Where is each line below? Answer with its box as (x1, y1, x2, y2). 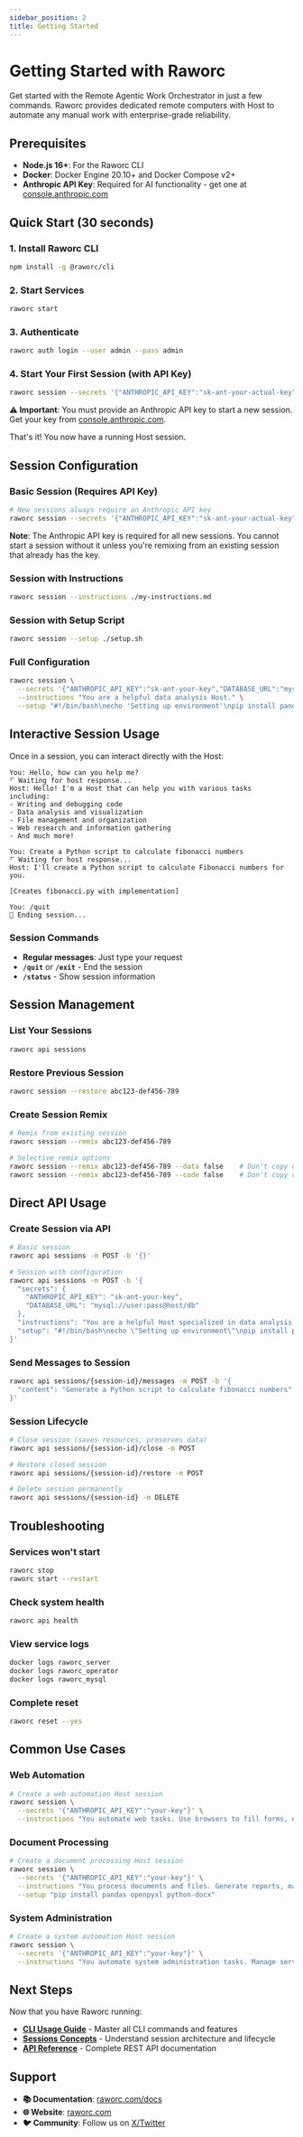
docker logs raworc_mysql (9, 1674, 106, 1684)
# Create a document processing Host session (9, 1857, 183, 1866)
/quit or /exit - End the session (22, 962, 142, 973)
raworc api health (9, 1615, 78, 1625)
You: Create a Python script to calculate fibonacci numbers (9, 847, 244, 856)
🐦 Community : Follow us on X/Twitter (22, 2117, 166, 2129)
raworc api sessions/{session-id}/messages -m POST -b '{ (9, 1377, 232, 1386)
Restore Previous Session (9, 1066, 124, 1078)
